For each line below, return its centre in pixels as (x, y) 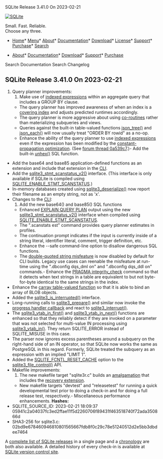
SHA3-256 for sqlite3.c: (36, 422)
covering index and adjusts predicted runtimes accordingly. (79, 112)
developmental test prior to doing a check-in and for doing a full (83, 390)
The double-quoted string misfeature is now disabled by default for (87, 256)
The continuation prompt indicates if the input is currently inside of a (88, 235)
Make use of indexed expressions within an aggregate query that (84, 96)
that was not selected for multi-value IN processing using (70, 323)
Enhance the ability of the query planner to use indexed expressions (88, 138)
